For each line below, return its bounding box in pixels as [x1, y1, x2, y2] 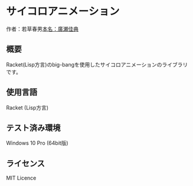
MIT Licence [6, 174, 37, 182]
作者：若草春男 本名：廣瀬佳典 [6, 25, 78, 32]
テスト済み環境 [6, 122, 61, 132]
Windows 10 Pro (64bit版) [6, 139, 69, 147]
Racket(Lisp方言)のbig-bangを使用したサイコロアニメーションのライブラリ [6, 61, 188, 68]
